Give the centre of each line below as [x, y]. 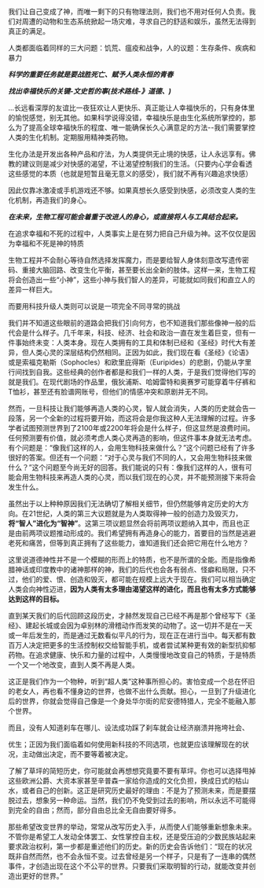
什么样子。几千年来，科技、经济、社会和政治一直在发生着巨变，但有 [139, 333]
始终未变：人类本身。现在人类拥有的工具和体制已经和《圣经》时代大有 [135, 343]
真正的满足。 [29, 31]
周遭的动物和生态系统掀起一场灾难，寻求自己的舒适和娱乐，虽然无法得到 [139, 21]
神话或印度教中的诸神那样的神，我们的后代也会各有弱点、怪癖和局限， [128, 569]
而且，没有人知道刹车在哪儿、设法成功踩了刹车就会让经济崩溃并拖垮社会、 [128, 728]
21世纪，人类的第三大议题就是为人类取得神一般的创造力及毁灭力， [136, 514]
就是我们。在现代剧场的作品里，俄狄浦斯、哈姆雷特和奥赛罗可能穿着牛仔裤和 [132, 382]
